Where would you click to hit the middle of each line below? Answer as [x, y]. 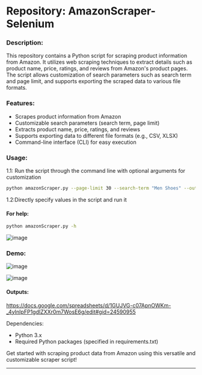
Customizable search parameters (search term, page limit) [87, 123]
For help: [17, 213]
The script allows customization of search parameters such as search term [99, 75]
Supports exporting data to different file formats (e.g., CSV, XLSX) [96, 135]
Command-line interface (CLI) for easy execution [75, 142]
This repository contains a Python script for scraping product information [97, 56]
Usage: [17, 158]
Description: [25, 43]
